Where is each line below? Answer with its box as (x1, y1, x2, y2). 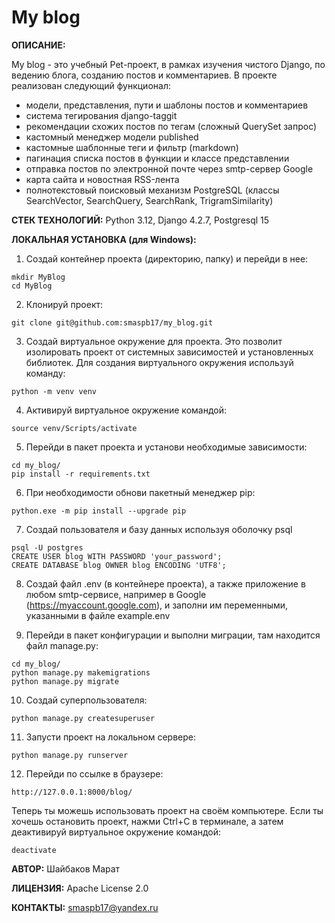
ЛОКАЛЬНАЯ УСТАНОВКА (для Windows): (11, 233, 197, 245)
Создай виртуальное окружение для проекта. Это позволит (25, 335, 283, 347)
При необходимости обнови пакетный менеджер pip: (25, 486, 256, 498)
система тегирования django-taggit (25, 109, 178, 121)
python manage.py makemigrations (11, 667, 151, 678)
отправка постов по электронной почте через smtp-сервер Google (25, 162, 314, 175)
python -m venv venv (11, 386, 98, 396)
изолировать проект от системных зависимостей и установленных (25, 346, 314, 358)
